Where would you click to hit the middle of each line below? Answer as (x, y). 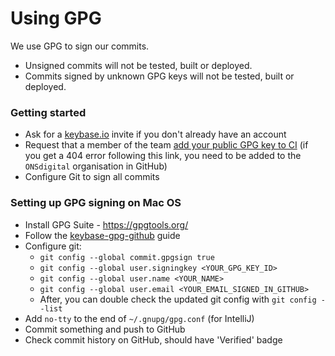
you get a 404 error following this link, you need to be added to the (163, 156)
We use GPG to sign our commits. (80, 46)
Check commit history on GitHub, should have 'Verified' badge (153, 339)
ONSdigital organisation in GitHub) (96, 166)
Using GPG (56, 18)
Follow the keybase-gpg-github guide (102, 235)
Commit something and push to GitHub (105, 329)
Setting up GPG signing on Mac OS (96, 203)
